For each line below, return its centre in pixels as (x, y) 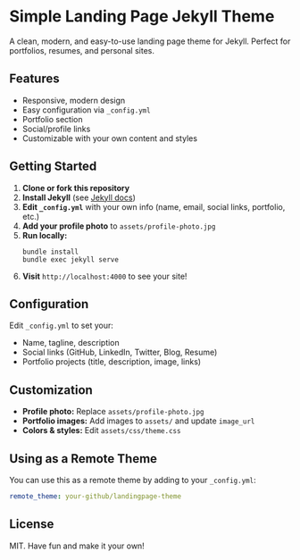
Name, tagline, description (71, 343)
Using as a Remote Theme (83, 459)
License (32, 524)
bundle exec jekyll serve (70, 259)
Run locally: (45, 235)
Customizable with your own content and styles (110, 138)
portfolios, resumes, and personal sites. (82, 50)
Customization (51, 390)
